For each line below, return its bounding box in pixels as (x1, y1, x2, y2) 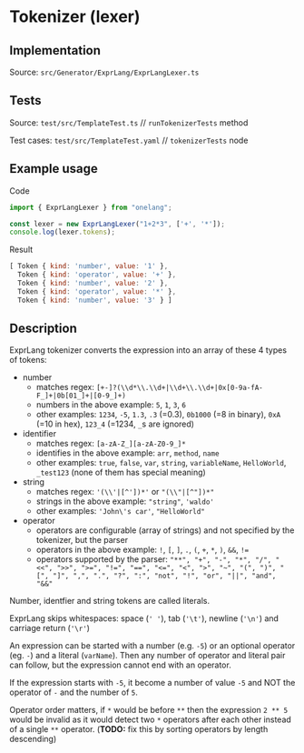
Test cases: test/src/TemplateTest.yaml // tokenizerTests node (9, 135, 249, 146)
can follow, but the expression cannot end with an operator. (9, 659, 231, 670)
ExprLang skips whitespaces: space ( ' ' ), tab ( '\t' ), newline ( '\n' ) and (9, 613, 279, 624)
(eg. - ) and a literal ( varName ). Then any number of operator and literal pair (9, 650, 286, 661)
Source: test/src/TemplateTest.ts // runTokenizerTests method (9, 116, 249, 128)
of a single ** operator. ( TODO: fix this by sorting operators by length (9, 724, 269, 735)
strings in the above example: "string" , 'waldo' (35, 496, 215, 507)
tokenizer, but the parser (35, 535, 129, 546)
